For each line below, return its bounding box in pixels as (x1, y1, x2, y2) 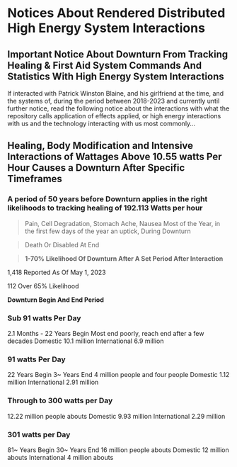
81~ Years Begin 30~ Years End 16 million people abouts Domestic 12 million (7, 445, 230, 454)
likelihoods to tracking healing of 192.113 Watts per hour (7, 203, 203, 213)
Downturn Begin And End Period (7, 296, 105, 304)
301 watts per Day (7, 429, 71, 439)
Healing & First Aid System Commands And (7, 59, 202, 72)
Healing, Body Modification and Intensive (7, 140, 193, 152)
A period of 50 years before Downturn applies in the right (7, 194, 208, 204)
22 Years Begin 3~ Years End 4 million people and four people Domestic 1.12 (7, 371, 230, 379)
